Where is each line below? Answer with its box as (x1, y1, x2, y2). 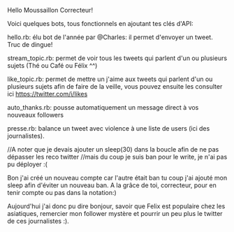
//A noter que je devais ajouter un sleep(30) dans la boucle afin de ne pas (7, 145, 219, 153)
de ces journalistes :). (7, 217, 70, 225)
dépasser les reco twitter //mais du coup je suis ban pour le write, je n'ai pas (7, 153, 228, 161)
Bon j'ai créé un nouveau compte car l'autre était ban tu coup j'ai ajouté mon (7, 174, 228, 182)
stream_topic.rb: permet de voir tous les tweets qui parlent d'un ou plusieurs (7, 54, 228, 62)
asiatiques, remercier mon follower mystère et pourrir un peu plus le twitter (7, 210, 223, 217)
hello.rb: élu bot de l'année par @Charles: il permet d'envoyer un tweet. (7, 33, 213, 41)
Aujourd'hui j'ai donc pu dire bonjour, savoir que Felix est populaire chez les (7, 202, 226, 210)
